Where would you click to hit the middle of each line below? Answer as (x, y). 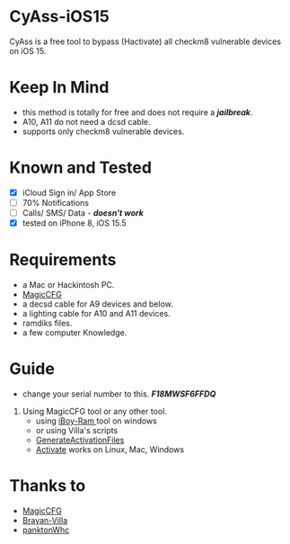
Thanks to (48, 486)
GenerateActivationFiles (80, 440)
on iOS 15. (28, 50)
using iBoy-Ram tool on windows (96, 421)
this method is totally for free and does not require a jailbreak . (137, 112)
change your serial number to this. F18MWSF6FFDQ (119, 394)
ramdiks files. (47, 323)
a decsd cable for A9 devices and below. (97, 304)
